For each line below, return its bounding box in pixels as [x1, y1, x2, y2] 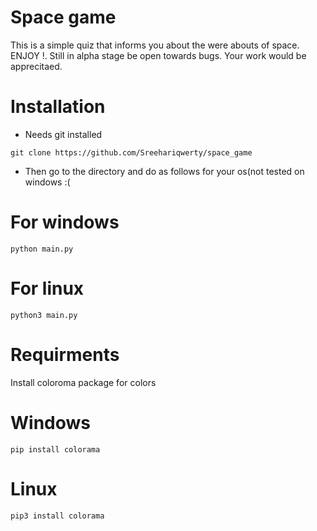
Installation [10, 96, 106, 118]
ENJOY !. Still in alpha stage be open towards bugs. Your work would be [10, 49, 307, 61]
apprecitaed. [10, 60, 63, 72]
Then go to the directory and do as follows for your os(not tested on [24, 165, 305, 177]
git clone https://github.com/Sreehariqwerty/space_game [10, 147, 253, 158]
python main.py [10, 244, 74, 254]
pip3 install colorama [10, 511, 105, 521]
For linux [10, 277, 85, 300]
